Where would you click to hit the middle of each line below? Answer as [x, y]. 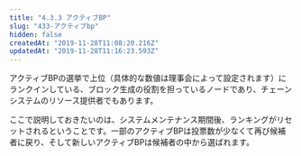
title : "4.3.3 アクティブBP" [60, 18]
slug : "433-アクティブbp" [54, 26]
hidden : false [36, 34]
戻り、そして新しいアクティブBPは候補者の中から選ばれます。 [140, 142]
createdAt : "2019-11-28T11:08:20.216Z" [84, 43]
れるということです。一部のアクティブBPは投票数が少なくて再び [151, 131]
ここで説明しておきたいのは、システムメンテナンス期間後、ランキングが [143, 120]
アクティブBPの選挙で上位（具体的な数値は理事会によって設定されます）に [148, 78]
